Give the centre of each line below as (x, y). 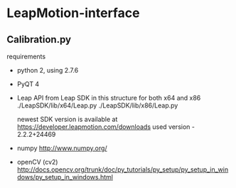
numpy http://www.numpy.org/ (62, 148)
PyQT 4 (28, 84)
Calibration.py (39, 40)
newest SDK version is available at (67, 119)
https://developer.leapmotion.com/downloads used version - (106, 127)
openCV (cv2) (37, 162)
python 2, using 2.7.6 (48, 70)
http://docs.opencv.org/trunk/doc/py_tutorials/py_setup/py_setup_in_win (123, 169)
